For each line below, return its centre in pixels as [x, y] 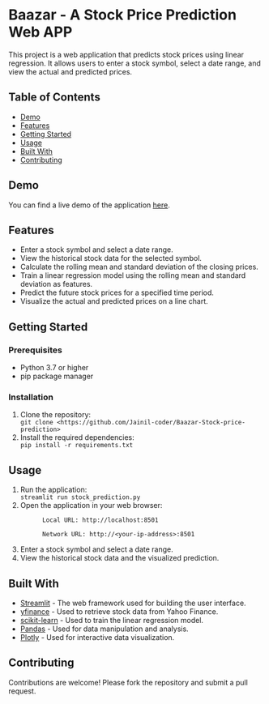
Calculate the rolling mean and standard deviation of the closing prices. [139, 267]
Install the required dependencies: [77, 437]
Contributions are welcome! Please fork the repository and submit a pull [128, 682]
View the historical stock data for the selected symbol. [111, 258]
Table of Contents [55, 98]
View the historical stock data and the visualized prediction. [120, 558]
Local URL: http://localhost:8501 [100, 520]
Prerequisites [35, 350]
